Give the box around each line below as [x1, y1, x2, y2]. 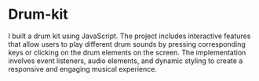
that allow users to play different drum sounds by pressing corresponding [8, 39, 246, 48]
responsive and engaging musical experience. [8, 64, 157, 73]
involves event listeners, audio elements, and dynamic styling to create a [8, 56, 243, 65]
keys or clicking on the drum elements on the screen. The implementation [8, 48, 246, 57]
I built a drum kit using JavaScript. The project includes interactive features [8, 31, 251, 40]
